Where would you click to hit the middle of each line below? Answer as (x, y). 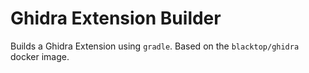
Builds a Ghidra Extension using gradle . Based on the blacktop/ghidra (155, 46)
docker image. (40, 56)
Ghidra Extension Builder (116, 18)
